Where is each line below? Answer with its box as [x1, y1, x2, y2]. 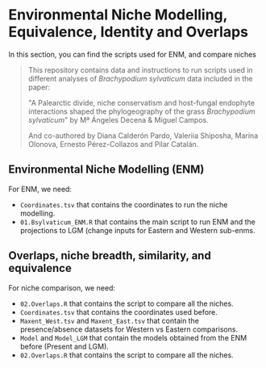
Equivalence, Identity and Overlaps [8, 23, 248, 41]
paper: [27, 82, 51, 92]
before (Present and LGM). [19, 341, 109, 351]
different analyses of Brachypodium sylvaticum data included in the [27, 73, 253, 83]
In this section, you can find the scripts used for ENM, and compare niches [8, 49, 256, 59]
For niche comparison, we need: [8, 282, 115, 292]
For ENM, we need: [8, 184, 73, 194]
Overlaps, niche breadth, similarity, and [8, 249, 211, 263]
